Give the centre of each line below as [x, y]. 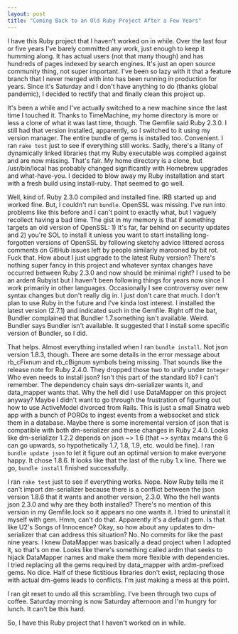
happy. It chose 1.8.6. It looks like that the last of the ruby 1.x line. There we [117, 460]
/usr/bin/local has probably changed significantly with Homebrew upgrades [118, 168]
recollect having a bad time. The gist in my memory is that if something [111, 220]
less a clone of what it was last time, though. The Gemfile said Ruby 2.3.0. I [117, 122]
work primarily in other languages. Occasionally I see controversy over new [118, 287]
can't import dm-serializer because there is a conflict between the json [111, 489]
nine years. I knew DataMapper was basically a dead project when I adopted [119, 542]
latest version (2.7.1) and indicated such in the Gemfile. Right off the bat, [113, 310]
